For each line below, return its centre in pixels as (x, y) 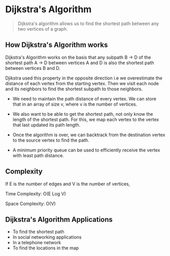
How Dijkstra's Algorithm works (57, 45)
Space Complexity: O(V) (30, 203)
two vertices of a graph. (43, 29)
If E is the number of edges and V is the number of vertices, (68, 184)
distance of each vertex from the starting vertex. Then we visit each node (82, 83)
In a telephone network (37, 243)
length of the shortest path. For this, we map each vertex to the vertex (86, 119)
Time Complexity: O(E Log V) (36, 194)
